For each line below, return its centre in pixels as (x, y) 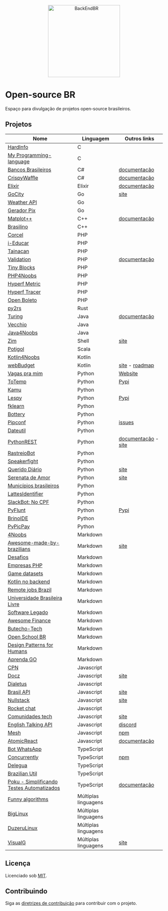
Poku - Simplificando (33, 782)
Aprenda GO (22, 659)
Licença (18, 864)
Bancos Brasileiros (29, 170)
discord (127, 724)
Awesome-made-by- (34, 543)
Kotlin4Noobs (24, 357)
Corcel (15, 235)
